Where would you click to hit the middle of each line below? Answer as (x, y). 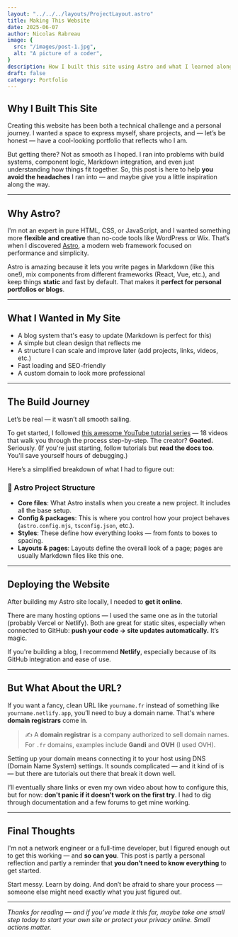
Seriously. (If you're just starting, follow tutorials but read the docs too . (111, 448)
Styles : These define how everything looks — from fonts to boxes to (117, 533)
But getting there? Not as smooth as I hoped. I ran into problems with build (116, 155)
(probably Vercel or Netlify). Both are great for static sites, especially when (116, 623)
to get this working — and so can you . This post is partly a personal (106, 855)
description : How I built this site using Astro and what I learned (110, 67)
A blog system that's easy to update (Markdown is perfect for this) (114, 335)
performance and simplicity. (48, 253)
